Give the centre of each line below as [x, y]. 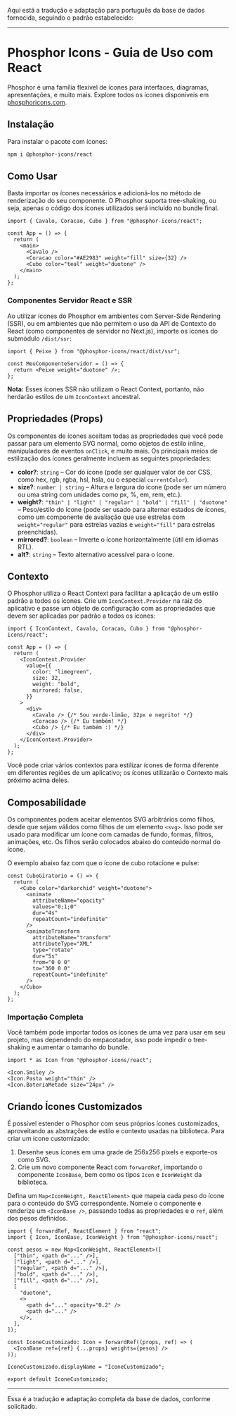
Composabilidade [47, 802]
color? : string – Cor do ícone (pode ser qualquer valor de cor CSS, [115, 472]
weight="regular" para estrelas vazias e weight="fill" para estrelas [116, 524]
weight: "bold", [56, 684]
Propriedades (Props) [55, 419]
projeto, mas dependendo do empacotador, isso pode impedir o [99, 1040]
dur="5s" [45, 956]
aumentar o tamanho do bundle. [83, 1047]
